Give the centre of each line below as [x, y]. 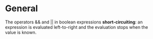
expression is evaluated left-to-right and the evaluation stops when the [76, 27]
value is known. [21, 32]
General [22, 9]
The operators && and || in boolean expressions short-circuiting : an [74, 22]
